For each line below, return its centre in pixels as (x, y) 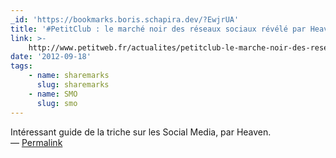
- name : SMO (53, 94)
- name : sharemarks (69, 76)
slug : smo (57, 103)
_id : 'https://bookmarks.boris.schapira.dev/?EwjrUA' (125, 19)
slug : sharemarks (73, 85)
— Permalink (36, 142)
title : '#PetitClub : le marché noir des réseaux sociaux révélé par (158, 29)
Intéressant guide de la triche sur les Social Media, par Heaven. (141, 132)
